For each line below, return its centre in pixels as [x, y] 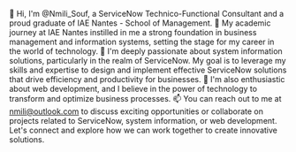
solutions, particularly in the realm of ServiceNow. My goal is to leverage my [148, 61]
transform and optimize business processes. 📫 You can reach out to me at [145, 99]
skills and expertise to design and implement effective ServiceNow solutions [148, 70]
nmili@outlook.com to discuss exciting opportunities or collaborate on [136, 111]
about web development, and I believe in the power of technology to [133, 89]
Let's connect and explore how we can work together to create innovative [144, 130]
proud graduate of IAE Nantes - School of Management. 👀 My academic [140, 23]
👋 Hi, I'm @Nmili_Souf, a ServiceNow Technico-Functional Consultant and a [147, 14]
